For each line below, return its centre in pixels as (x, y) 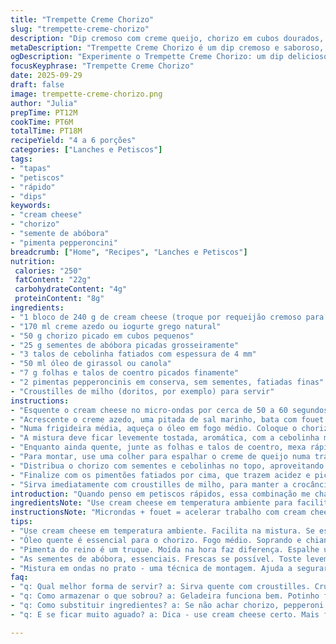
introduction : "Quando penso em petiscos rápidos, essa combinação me (160, 494)
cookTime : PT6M (42, 122)
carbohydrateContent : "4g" (71, 289)
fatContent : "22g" (53, 280)
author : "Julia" (44, 103)
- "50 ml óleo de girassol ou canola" (91, 364)
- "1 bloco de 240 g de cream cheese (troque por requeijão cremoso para (167, 317)
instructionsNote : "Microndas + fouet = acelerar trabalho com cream (158, 512)
